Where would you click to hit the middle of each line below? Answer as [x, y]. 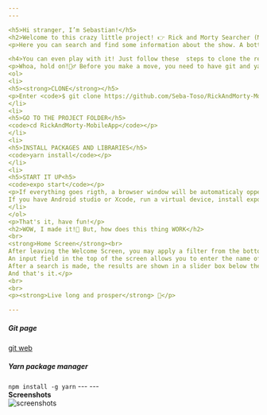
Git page [23, 328]
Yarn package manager [48, 366]
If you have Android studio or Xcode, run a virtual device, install [126, 200]
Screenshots [30, 395]
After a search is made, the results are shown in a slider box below [128, 266]
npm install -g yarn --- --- [54, 386]
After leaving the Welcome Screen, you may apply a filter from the [124, 251]
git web [21, 348]
